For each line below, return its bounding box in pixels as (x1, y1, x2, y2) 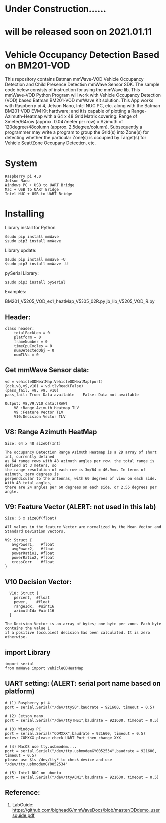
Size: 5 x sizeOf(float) (5, 516, 57, 521)
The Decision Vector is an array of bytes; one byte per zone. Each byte (5, 621, 162, 627)
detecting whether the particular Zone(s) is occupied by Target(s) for (5, 135, 147, 141)
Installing (5, 208, 45, 219)
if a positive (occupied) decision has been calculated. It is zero (5, 630, 150, 635)
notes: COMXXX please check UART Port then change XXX (5, 735, 121, 740)
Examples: (5, 289, 26, 295)
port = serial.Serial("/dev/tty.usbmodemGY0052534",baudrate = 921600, (5, 748, 157, 753)
